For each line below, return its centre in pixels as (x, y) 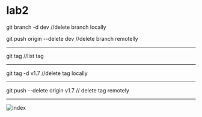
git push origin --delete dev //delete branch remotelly (72, 38)
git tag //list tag (25, 56)
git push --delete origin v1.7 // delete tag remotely (68, 90)
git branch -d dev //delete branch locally (56, 27)
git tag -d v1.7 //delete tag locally (47, 73)
